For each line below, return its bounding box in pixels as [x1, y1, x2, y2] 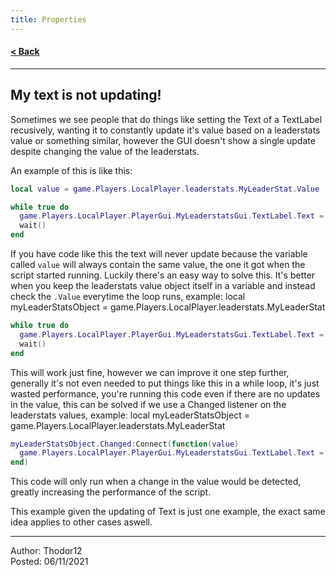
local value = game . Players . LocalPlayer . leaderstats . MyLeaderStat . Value [10, 184, 320, 194]
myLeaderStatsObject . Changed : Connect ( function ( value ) [10, 439, 240, 449]
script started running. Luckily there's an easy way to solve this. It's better [10, 269, 316, 281]
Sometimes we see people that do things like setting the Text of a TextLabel [10, 113, 323, 125]
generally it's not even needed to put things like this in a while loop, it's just [10, 377, 320, 389]
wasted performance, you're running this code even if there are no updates [10, 387, 321, 400]
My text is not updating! [10, 87, 162, 104]
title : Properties [10, 14, 87, 25]
